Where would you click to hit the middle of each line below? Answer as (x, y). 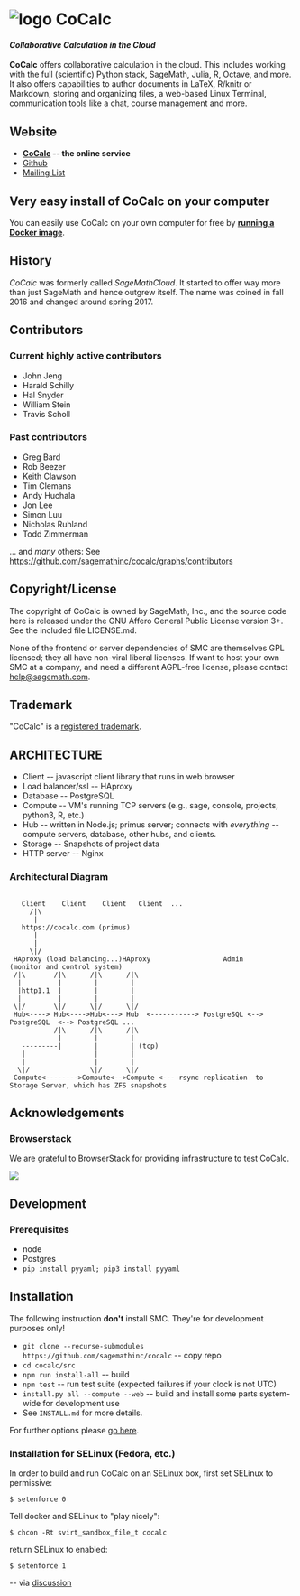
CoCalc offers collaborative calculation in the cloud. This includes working (147, 65)
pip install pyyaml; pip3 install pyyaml (101, 1269)
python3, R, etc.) (53, 815)
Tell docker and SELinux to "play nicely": (85, 1517)
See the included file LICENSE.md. (73, 630)
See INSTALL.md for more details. (82, 1413)
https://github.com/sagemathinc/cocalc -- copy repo (122, 1355)
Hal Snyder (43, 395)
